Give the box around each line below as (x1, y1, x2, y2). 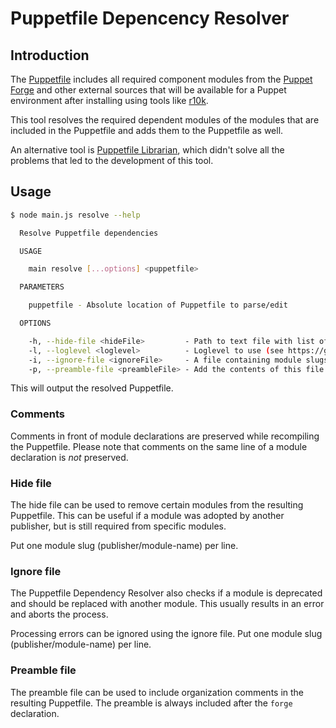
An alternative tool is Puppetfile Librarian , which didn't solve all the (10, 144, 285, 156)
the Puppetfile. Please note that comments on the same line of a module (10, 440, 308, 452)
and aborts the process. (10, 608, 109, 621)
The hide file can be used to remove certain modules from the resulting (10, 499, 304, 511)
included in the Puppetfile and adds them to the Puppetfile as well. (10, 125, 284, 136)
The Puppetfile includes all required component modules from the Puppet (10, 73, 313, 85)
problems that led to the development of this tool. (10, 155, 214, 166)
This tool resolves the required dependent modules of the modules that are (10, 114, 320, 126)
